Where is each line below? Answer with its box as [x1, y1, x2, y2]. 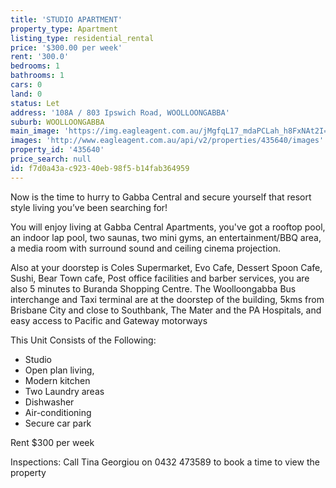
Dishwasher [24, 396, 75, 408]
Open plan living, [24, 364, 95, 376]
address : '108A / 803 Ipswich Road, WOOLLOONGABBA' [10, 107, 230, 118]
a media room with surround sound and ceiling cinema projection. [10, 242, 282, 254]
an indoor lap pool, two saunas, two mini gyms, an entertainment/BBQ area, [10, 231, 322, 243]
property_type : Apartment [10, 24, 118, 34]
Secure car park [24, 417, 92, 429]
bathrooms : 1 [10, 71, 65, 81]
